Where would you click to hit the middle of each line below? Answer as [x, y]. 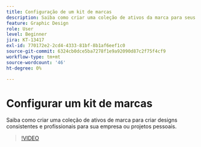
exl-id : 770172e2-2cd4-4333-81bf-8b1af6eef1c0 [66, 46]
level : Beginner [27, 34]
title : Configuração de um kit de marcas [59, 12]
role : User [20, 29]
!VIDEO [30, 138]
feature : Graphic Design [37, 23]
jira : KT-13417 [25, 40]
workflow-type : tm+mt [33, 57]
